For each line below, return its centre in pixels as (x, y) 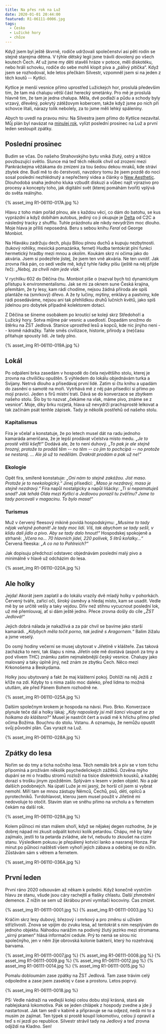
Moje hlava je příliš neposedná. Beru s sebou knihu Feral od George (74, 228)
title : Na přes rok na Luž (33, 10)
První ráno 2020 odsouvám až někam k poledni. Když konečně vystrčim (78, 889)
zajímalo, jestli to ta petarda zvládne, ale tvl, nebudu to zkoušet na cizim (78, 837)
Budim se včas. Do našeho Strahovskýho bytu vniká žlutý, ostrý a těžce (78, 156)
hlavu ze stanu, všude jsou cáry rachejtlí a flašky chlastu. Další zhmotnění (80, 895)
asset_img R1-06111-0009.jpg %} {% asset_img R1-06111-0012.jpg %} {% (79, 960)
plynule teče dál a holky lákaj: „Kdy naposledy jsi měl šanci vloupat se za (80, 712)
